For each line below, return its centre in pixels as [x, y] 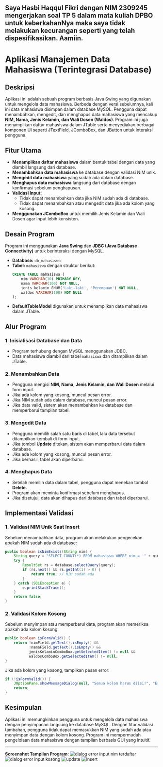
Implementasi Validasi [39, 513]
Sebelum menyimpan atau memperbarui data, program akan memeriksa [77, 624]
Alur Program [26, 326]
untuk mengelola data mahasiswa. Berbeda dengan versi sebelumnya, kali [79, 104]
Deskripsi [20, 87]
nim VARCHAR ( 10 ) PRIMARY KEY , [51, 279]
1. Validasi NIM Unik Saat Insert [42, 527]
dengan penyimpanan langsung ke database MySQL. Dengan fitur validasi [79, 724]
